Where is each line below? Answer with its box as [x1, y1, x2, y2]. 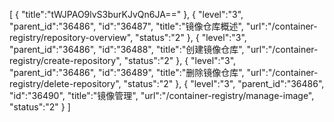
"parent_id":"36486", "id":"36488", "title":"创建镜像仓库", [9, 44, 245, 55]
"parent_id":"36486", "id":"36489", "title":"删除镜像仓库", [9, 67, 245, 78]
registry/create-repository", [9, 55, 122, 66]
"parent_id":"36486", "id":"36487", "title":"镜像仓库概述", [9, 20, 244, 32]
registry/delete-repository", [9, 78, 122, 89]
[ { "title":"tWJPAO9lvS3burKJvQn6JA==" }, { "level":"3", [9, 9, 244, 20]
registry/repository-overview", [9, 32, 134, 43]
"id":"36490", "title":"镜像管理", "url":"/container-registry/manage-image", [9, 90, 315, 101]
